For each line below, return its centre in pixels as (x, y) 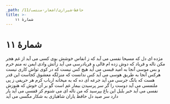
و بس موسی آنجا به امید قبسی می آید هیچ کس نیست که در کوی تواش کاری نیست (83, 70)
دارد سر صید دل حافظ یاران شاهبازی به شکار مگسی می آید (62, 96)
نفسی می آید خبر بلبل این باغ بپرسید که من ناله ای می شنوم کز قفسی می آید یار (82, 91)
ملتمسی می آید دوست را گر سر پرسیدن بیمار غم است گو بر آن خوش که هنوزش (82, 85)
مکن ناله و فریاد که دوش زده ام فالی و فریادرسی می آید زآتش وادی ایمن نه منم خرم (86, 64)
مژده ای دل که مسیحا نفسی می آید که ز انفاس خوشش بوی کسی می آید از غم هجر (84, 58)
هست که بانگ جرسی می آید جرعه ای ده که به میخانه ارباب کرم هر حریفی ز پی (80, 80)
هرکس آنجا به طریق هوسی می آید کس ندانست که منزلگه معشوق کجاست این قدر (83, 75)
